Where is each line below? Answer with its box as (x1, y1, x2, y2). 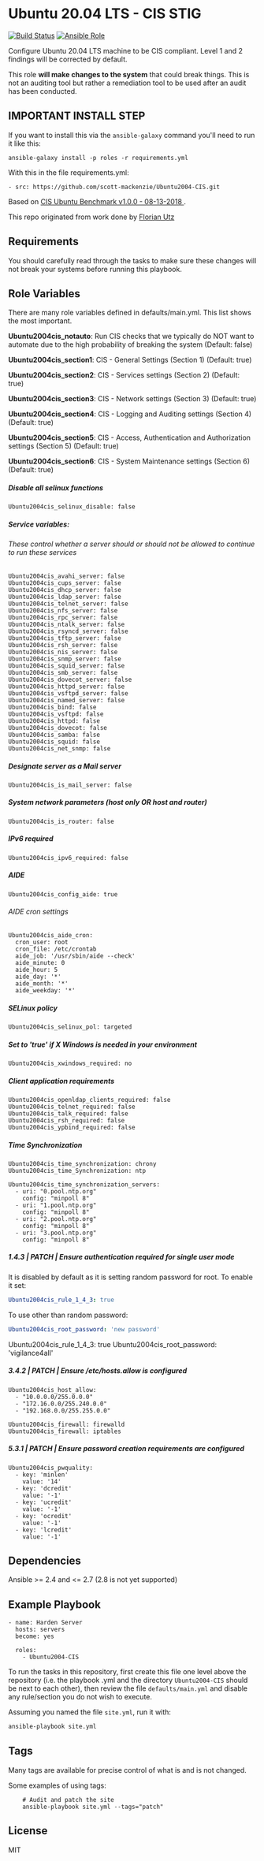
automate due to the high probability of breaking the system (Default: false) (8, 340, 253, 349)
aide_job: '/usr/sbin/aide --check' (15, 952, 136, 960)
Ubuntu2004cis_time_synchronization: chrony (8, 1159, 157, 1167)
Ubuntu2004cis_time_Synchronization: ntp (8, 1167, 147, 1174)
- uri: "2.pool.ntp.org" (15, 1215, 97, 1223)
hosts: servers (15, 1625, 65, 1634)
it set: (8, 1280, 27, 1290)
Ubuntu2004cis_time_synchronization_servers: (8, 1180, 160, 1189)
